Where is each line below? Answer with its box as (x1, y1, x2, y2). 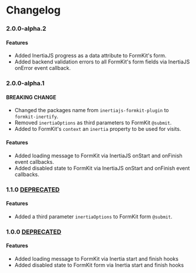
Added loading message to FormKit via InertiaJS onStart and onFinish (14, 152, 183, 159)
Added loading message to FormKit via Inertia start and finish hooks (14, 255, 178, 262)
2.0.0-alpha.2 (6, 25, 47, 33)
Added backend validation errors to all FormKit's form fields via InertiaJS (14, 58, 190, 65)
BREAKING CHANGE (6, 93, 57, 100)
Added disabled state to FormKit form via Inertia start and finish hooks (14, 261, 184, 268)
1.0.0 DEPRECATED (6, 227, 61, 235)
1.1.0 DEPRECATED (6, 186, 60, 194)
